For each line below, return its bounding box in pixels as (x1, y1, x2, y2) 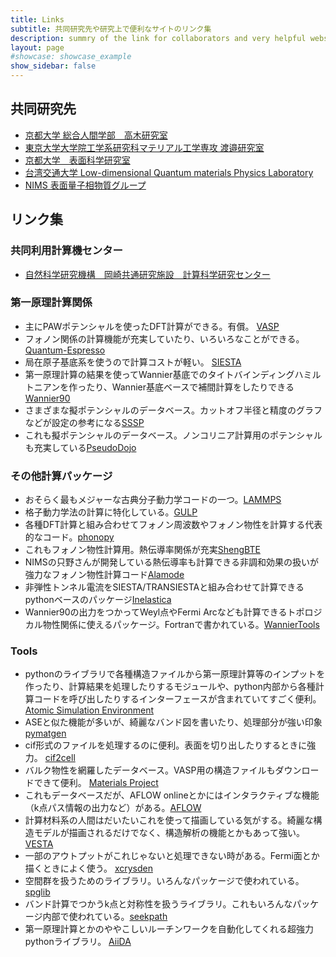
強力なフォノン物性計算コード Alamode (24, 569, 185, 581)
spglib (24, 886, 51, 898)
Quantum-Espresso (24, 344, 106, 356)
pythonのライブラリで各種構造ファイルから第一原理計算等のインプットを (24, 668, 326, 680)
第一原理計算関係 (10, 296, 93, 310)
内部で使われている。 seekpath (42, 911, 168, 923)
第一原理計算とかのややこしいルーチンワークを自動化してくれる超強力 (24, 923, 314, 935)
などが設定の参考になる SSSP (24, 416, 145, 428)
